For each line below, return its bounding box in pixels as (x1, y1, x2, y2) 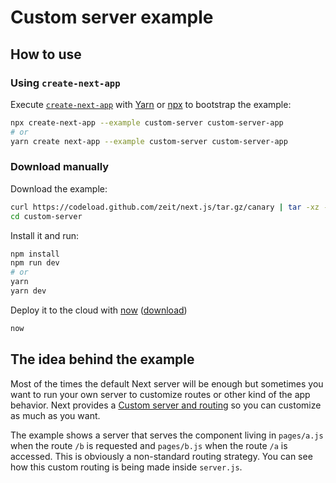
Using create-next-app (10, 76, 121, 90)
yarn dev (10, 286, 47, 296)
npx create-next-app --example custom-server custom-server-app (10, 117, 284, 128)
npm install (10, 249, 60, 259)
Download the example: (10, 182, 108, 195)
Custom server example (10, 6, 214, 29)
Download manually (10, 160, 110, 174)
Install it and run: (10, 229, 80, 241)
